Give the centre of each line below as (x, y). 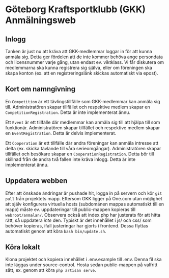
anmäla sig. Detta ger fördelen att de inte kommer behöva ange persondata (84, 57)
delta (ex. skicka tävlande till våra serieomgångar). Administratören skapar (83, 148)
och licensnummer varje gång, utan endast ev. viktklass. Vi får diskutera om (85, 62)
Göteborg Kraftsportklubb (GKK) (76, 9)
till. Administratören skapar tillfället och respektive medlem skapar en (78, 107)
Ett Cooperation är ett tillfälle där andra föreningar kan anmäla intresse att (82, 143)
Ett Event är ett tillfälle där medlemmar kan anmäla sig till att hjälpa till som (83, 122)
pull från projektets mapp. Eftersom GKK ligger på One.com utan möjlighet (84, 198)
